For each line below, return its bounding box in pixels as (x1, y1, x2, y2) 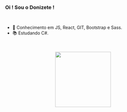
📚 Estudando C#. (12, 30, 48, 36)
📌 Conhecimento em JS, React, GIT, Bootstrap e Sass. (12, 25, 123, 30)
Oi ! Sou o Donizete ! (5, 4, 55, 11)
